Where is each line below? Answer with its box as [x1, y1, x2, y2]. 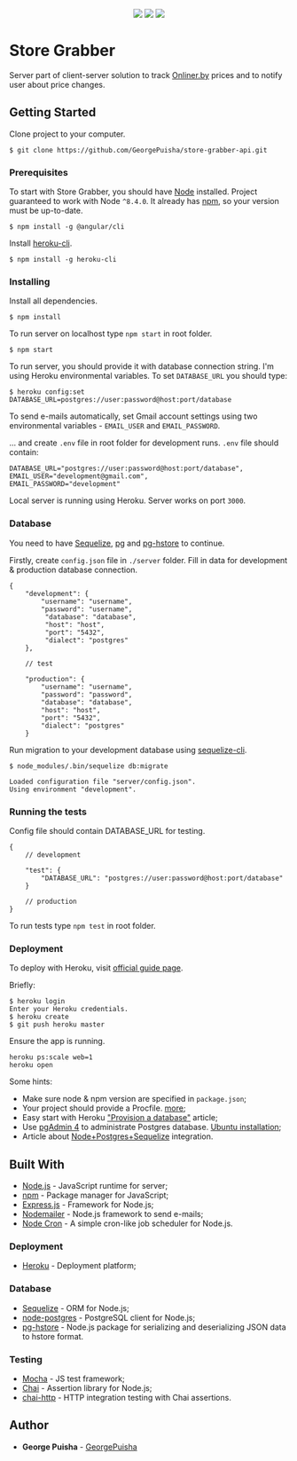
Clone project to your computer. [9, 129, 126, 139]
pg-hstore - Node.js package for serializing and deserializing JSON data [21, 1322, 286, 1332]
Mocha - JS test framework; [21, 1373, 126, 1384]
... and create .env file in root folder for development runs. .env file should [9, 437, 279, 448]
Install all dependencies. [9, 295, 98, 306]
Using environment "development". [9, 785, 137, 794]
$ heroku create [9, 1012, 69, 1022]
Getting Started [9, 105, 97, 120]
